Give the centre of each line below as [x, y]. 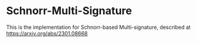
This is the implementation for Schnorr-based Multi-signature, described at [98, 27]
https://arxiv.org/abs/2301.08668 [47, 33]
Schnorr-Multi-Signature [69, 11]
